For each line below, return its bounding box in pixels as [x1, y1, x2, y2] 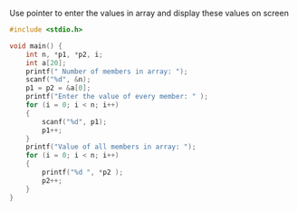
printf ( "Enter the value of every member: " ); [25, 92, 208, 101]
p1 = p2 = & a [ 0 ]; [25, 83, 91, 93]
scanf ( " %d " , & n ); [25, 75, 91, 84]
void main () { [9, 41, 63, 51]
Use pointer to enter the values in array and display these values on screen [9, 8, 290, 18]
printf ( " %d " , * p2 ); [42, 168, 124, 177]
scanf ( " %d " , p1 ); [42, 117, 107, 126]
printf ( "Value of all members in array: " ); [25, 142, 197, 152]
